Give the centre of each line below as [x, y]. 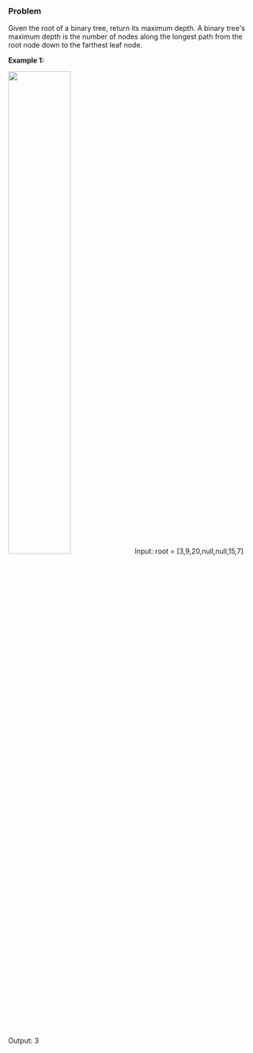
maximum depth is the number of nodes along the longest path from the [125, 36]
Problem [25, 11]
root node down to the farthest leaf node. [76, 45]
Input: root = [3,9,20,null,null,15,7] [189, 551]
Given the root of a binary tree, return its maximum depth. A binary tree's [126, 29]
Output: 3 [24, 1041]
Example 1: [26, 60]
